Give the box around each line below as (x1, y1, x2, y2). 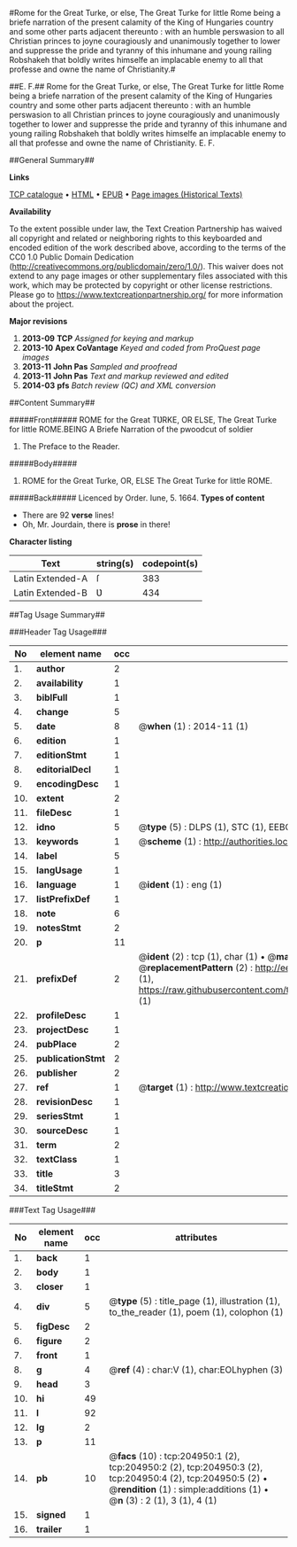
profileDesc (36, 1009, 87, 1022)
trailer (36, 1523, 63, 1535)
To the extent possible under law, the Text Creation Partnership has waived (9, 223, 283, 234)
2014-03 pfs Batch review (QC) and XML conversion (21, 380, 217, 391)
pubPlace (36, 1038, 78, 1050)
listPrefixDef (36, 893, 91, 905)
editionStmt (36, 749, 87, 761)
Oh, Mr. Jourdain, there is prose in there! (21, 519, 171, 530)
